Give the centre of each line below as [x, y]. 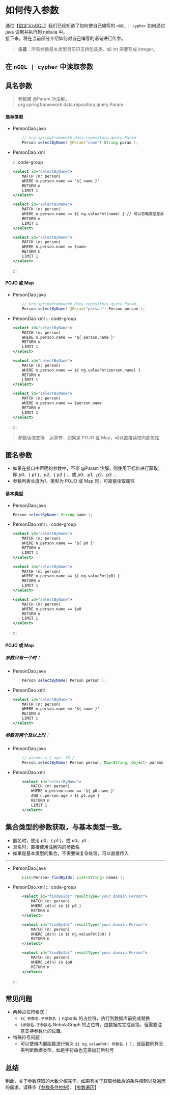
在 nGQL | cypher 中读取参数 [49, 67]
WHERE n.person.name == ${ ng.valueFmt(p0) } [71, 576]
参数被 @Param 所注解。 [44, 99]
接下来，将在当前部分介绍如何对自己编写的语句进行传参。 [65, 38]
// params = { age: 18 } [48, 758]
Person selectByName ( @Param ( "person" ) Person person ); [84, 309]
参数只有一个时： [23, 658]
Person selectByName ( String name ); [53, 515]
